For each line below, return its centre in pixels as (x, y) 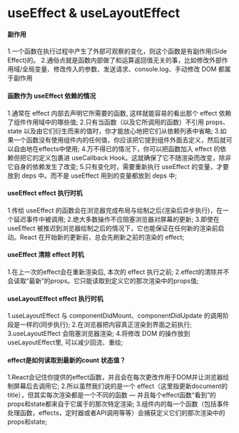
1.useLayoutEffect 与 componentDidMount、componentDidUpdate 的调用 (115, 316)
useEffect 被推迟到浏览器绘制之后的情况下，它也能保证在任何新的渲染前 (113, 228)
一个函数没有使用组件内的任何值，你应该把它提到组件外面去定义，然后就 (119, 140)
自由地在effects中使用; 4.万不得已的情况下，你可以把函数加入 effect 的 (117, 148)
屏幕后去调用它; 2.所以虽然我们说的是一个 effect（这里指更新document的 (121, 386)
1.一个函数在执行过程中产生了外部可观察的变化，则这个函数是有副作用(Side (117, 51)
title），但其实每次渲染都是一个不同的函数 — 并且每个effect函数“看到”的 (112, 395)
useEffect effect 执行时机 (45, 193)
